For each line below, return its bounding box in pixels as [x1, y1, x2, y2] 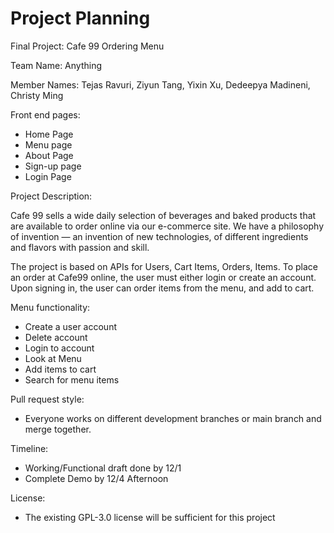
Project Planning [10, 7, 151, 30]
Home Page [24, 128, 74, 140]
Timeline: [10, 442, 49, 454]
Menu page [24, 138, 73, 151]
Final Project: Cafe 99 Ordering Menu [10, 40, 165, 52]
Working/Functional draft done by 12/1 [24, 462, 182, 474]
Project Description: [10, 190, 93, 202]
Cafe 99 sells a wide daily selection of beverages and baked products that [10, 209, 317, 221]
